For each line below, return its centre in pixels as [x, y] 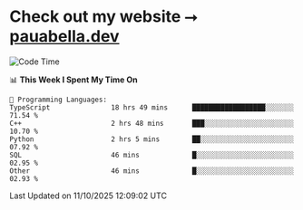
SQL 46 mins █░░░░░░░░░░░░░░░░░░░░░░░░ [152, 155]
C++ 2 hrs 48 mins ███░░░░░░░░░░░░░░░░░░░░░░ [152, 123]
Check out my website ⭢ [103, 17]
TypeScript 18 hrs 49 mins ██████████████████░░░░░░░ [152, 107]
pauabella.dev [64, 37]
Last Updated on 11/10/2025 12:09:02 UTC [88, 196]
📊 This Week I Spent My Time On [73, 80]
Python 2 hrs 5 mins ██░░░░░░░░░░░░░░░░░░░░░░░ [152, 139]
